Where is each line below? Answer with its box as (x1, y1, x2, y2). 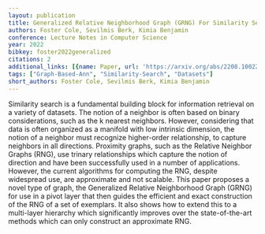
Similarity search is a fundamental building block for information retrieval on (8, 99, 255, 109)
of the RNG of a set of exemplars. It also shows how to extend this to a (8, 199, 237, 209)
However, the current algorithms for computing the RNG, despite (8, 166, 218, 176)
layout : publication (8, 11, 77, 20)
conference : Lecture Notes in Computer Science (8, 33, 168, 42)
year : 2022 (8, 41, 44, 49)
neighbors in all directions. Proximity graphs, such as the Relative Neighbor (8, 141, 252, 150)
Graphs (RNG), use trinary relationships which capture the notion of (8, 149, 228, 158)
